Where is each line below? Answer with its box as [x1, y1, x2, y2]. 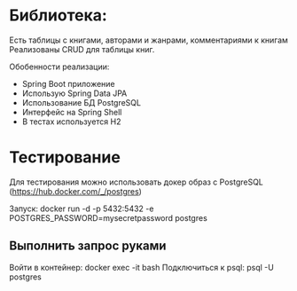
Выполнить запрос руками [9, 239, 167, 254]
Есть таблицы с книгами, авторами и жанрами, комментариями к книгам [9, 35, 288, 45]
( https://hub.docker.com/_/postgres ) [9, 185, 142, 196]
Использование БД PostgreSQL [21, 97, 142, 107]
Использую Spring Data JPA [21, 88, 128, 98]
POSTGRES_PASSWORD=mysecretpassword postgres [9, 212, 208, 223]
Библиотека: [9, 5, 108, 26]
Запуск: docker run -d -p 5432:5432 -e [9, 203, 154, 214]
